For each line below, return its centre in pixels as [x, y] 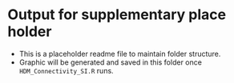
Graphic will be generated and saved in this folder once [110, 62]
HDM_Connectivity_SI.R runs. [66, 70]
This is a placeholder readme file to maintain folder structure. [120, 53]
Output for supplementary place [117, 15]
